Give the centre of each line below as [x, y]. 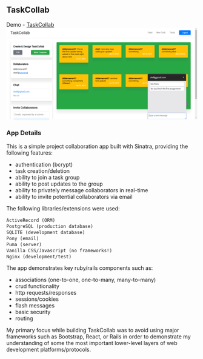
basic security [33, 312]
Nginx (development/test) [39, 257]
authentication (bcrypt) [44, 164]
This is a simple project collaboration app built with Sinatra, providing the [97, 146]
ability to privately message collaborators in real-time [82, 190]
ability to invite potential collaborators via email [74, 196]
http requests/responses [46, 292]
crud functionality [37, 286]
